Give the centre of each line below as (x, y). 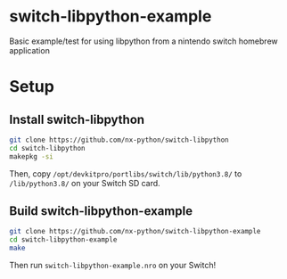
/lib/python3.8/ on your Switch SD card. (85, 183)
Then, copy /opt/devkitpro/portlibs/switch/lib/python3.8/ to (126, 173)
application (30, 50)
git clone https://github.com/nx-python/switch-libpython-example (135, 232)
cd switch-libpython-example (63, 240)
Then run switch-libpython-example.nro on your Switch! (113, 265)
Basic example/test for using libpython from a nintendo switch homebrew (143, 41)
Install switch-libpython (77, 119)
